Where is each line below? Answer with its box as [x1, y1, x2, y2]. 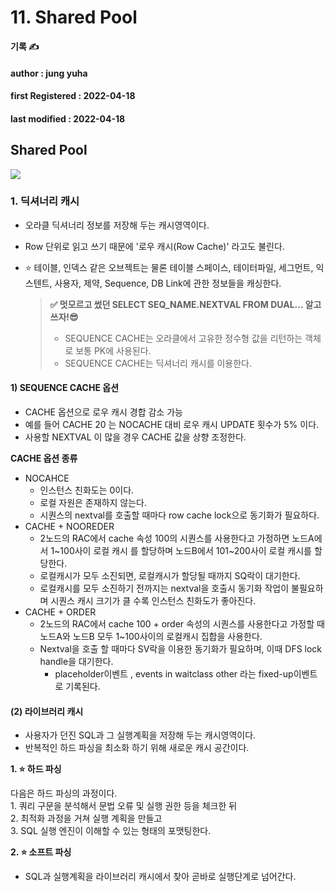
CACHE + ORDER [24, 606, 97, 618]
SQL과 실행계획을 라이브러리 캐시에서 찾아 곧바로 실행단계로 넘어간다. [24, 871, 297, 883]
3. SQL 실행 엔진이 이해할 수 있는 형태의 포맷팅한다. [10, 825, 212, 837]
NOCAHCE [24, 472, 70, 485]
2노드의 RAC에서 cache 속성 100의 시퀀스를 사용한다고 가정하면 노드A [39, 532, 315, 545]
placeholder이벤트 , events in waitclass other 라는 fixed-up [54, 668, 294, 680]
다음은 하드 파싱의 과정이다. [10, 787, 118, 800]
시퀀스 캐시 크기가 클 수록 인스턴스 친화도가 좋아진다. [50, 595, 257, 607]
